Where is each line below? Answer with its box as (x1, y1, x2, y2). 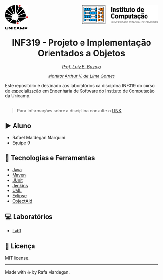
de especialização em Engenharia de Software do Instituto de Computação (5, 88, 155, 93)
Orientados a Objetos (38, 48, 125, 59)
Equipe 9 (12, 140, 30, 146)
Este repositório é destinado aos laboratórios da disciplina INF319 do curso (5, 82, 155, 88)
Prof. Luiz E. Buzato (62, 63, 101, 70)
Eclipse (12, 192, 27, 199)
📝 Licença (5, 242, 35, 250)
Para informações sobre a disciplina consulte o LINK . (16, 107, 123, 113)
